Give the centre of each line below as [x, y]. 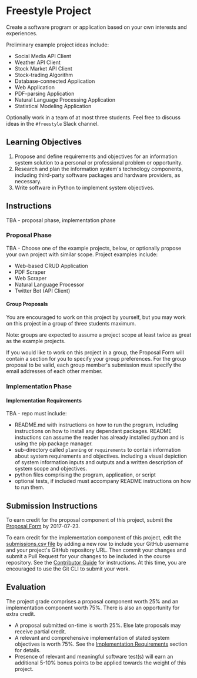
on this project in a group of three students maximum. [71, 324]
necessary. [28, 181]
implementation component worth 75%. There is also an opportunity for [93, 607]
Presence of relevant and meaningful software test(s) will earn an [94, 656]
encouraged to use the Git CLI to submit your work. [68, 569]
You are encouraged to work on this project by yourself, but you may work [96, 317]
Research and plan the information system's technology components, [99, 169]
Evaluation [26, 587]
